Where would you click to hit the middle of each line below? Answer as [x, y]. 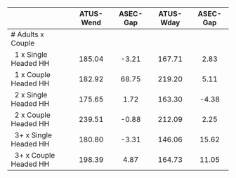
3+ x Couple [35, 155]
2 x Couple [33, 115]
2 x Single [31, 95]
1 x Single [31, 54]
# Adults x [27, 34]
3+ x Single [33, 135]
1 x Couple [33, 75]
